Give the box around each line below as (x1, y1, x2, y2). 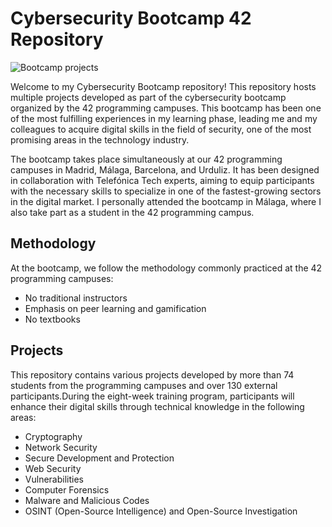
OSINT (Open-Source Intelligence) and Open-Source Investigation (24, 505, 298, 517)
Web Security (24, 462, 82, 474)
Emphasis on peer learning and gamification (24, 302, 207, 314)
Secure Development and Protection (24, 452, 175, 464)
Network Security (24, 441, 98, 453)
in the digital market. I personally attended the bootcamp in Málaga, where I (10, 195, 322, 207)
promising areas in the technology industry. (10, 133, 190, 146)
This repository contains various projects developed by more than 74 (10, 368, 295, 381)
